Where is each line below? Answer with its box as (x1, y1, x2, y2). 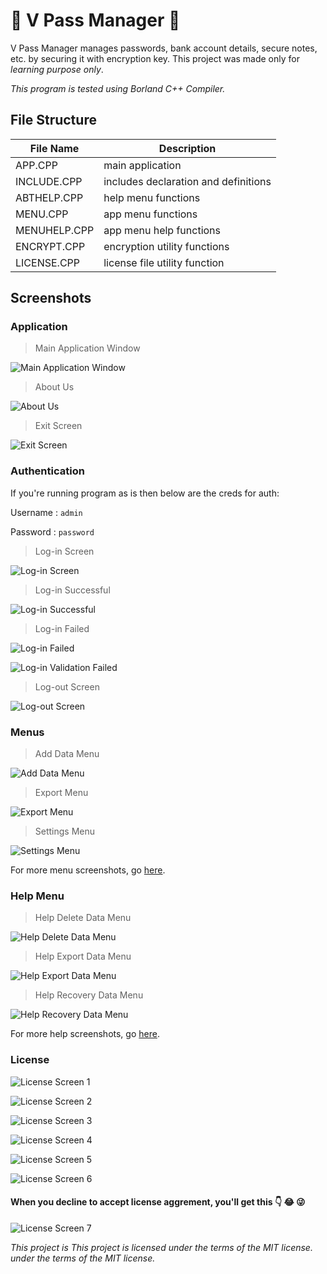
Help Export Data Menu (34, 950, 132, 963)
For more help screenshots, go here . (10, 1028, 160, 1040)
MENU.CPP (15, 207, 69, 221)
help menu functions (103, 190, 201, 204)
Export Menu (34, 787, 89, 799)
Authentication (10, 464, 85, 478)
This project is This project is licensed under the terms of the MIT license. (10, 1241, 313, 1253)
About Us (34, 381, 75, 393)
